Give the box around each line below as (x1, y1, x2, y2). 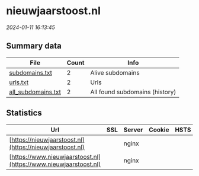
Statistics (6, 108, 43, 118)
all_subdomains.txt (9, 88, 61, 96)
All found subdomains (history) (90, 88, 176, 96)
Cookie (149, 126, 169, 134)
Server (123, 126, 143, 134)
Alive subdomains (90, 68, 140, 76)
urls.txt (9, 78, 28, 87)
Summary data (6, 41, 62, 51)
